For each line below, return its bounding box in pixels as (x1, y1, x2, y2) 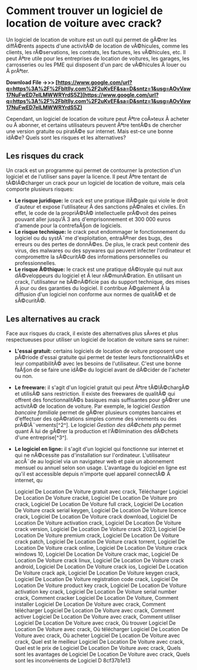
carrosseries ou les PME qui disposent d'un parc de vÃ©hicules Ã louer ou (6, 61, 186, 68)
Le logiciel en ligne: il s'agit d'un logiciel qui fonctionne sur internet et (14, 445, 184, 452)
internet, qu (14, 476, 43, 483)
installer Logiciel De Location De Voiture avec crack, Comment (14, 601, 166, 608)
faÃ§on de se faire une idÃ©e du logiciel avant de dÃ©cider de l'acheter (14, 366, 191, 373)
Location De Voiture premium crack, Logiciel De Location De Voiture (14, 532, 179, 539)
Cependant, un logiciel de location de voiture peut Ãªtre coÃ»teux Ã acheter (6, 115, 189, 122)
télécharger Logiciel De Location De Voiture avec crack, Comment (14, 606, 175, 613)
